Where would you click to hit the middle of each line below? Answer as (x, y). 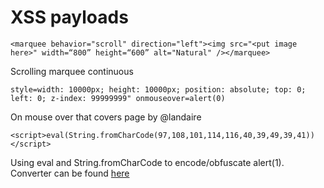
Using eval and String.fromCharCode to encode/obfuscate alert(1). (147, 162)
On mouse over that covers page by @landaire (106, 117)
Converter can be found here (70, 173)
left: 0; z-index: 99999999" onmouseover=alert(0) (118, 98)
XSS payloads (69, 17)
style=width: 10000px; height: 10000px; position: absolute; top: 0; (158, 89)
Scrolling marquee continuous (72, 71)
